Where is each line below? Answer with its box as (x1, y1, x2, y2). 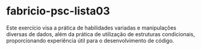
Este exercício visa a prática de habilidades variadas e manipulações (6, 24, 176, 31)
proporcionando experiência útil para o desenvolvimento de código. (6, 37, 175, 44)
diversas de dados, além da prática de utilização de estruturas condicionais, (6, 30, 196, 37)
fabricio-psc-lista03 (6, 4, 110, 18)
